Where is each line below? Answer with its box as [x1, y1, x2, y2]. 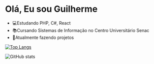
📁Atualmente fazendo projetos [12, 34, 74, 40]
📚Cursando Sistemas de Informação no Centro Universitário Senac [12, 27, 150, 33]
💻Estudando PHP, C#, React [12, 20, 71, 26]
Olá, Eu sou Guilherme [5, 3, 98, 15]
